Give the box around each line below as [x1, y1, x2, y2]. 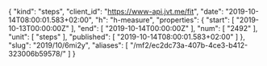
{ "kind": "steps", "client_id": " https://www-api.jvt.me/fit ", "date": [8, 7, 224, 16]
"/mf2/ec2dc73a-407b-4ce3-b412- [130, 41, 248, 50]
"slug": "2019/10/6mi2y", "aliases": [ [8, 41, 129, 50]
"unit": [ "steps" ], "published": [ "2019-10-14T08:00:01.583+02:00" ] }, [8, 32, 246, 41]
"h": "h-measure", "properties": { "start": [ [95, 15, 235, 25]
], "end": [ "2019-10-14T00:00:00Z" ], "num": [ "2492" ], [71, 24, 258, 33]
